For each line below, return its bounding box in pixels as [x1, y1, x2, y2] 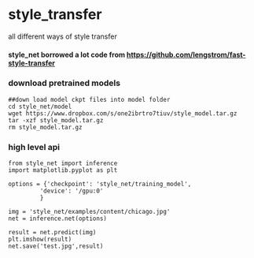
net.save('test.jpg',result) [8, 242, 104, 250]
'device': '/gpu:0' [39, 187, 104, 195]
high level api [8, 141, 61, 152]
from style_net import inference [8, 159, 118, 167]
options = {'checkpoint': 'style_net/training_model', [8, 180, 192, 189]
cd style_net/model [8, 103, 72, 110]
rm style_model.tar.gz [8, 123, 83, 131]
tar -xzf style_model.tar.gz [8, 116, 104, 124]
